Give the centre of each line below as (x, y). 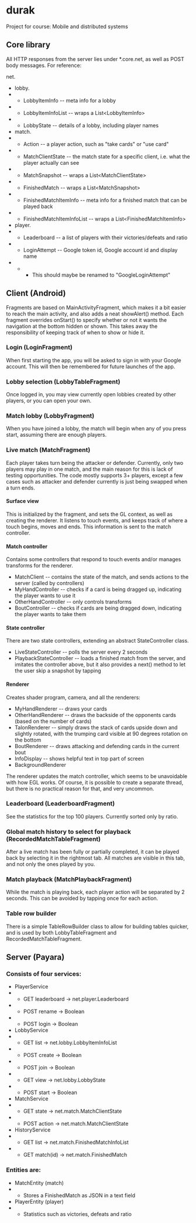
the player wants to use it (45, 596)
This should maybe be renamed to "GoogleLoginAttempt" (101, 275)
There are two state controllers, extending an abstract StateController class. (97, 641)
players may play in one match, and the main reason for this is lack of (90, 469)
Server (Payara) (35, 957)
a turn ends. (20, 488)
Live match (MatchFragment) (48, 450)
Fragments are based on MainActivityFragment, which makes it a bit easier (96, 307)
